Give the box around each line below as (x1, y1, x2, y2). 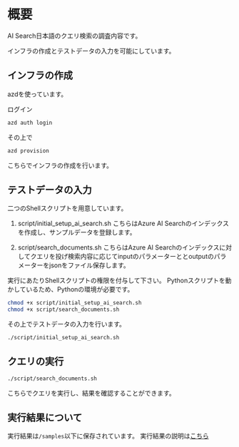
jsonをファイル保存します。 (49, 261, 130, 269)
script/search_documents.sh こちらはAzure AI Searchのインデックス (17, 243, 220, 252)
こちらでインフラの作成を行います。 (7, 161, 113, 170)
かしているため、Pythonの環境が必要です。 (7, 285, 134, 294)
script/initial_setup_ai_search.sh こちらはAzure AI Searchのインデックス (17, 219, 230, 228)
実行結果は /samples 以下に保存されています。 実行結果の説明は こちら (7, 432, 209, 441)
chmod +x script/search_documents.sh (7, 306, 120, 314)
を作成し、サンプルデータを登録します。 (17, 228, 136, 237)
